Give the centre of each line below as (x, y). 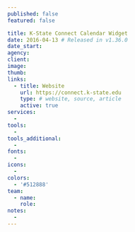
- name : (25, 198)
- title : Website (39, 86)
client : (19, 60)
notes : (17, 211)
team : (15, 191)
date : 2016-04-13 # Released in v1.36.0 (68, 40)
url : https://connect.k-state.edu (71, 93)
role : (28, 204)
